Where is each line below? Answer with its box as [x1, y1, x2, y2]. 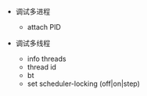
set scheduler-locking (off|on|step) [27, 79, 141, 88]
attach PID [27, 23, 61, 31]
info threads [27, 54, 66, 63]
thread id [27, 62, 57, 72]
